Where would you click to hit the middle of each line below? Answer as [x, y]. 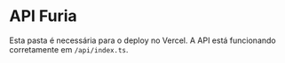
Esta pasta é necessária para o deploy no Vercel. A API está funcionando [143, 40]
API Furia [43, 16]
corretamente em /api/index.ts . [69, 49]
